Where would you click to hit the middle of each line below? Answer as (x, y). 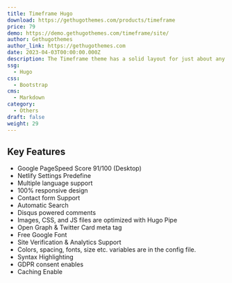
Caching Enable (40, 272)
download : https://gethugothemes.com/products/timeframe (91, 20)
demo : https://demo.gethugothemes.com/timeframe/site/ (88, 33)
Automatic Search (43, 205)
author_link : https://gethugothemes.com (67, 46)
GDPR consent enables (50, 264)
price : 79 (22, 26)
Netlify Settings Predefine (54, 176)
